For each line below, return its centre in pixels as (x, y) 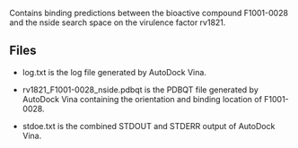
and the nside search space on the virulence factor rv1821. (118, 22)
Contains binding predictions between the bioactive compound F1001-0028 (149, 13)
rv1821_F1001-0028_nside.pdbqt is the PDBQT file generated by (140, 90)
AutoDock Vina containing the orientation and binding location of (142, 99)
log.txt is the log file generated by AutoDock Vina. (114, 72)
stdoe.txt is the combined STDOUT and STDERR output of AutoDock (149, 126)
